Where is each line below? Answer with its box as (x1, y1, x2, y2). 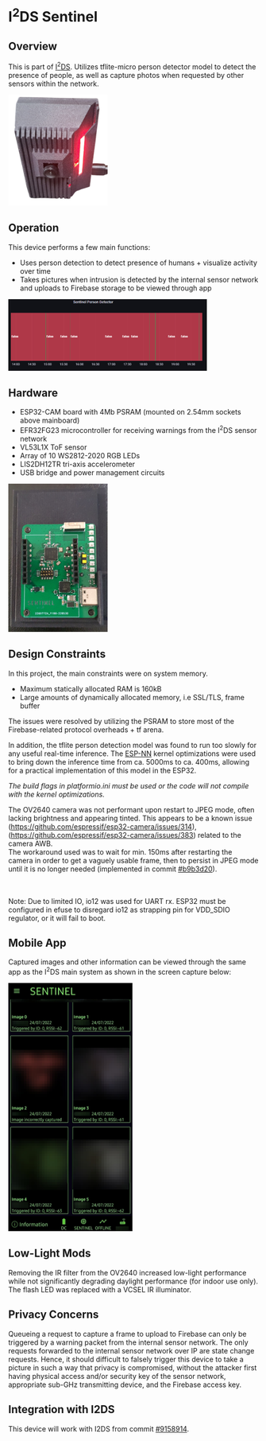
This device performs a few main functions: (8, 242, 151, 251)
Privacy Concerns (8, 1308, 99, 1322)
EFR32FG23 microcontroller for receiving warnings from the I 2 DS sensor (19, 424, 257, 435)
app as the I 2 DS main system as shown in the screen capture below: (8, 966, 232, 977)
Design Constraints (8, 648, 106, 661)
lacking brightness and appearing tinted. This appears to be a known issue (8, 813, 253, 823)
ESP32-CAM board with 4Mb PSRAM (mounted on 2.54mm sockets (19, 407, 241, 417)
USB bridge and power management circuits (19, 468, 165, 477)
